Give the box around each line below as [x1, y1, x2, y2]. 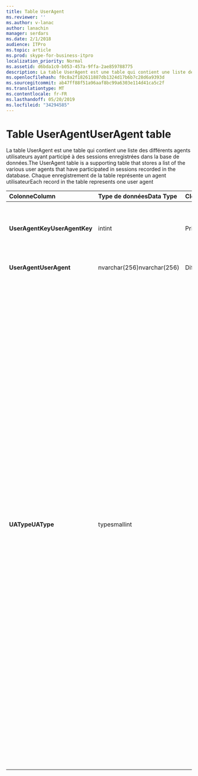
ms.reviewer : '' [6, 14, 46, 20]
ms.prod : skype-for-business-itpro [6, 53, 94, 58]
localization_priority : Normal [6, 58, 83, 64]
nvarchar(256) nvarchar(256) [98, 263, 180, 272]
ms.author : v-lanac [6, 19, 54, 25]
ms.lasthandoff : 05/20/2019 [6, 96, 75, 102]
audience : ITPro [6, 42, 46, 48]
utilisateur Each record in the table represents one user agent [6, 178, 154, 185]
